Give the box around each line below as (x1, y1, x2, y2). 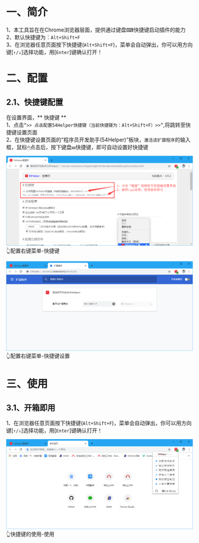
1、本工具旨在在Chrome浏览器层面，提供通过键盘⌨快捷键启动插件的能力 (6, 26, 186, 33)
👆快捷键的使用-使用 (6, 530, 54, 538)
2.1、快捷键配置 (6, 97, 63, 107)
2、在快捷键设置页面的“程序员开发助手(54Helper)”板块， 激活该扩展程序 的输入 (6, 136, 191, 143)
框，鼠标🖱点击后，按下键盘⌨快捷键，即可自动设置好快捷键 (6, 143, 149, 150)
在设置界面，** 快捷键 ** (6, 113, 66, 121)
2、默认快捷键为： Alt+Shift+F (6, 33, 81, 40)
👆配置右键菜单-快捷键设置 (6, 352, 70, 359)
